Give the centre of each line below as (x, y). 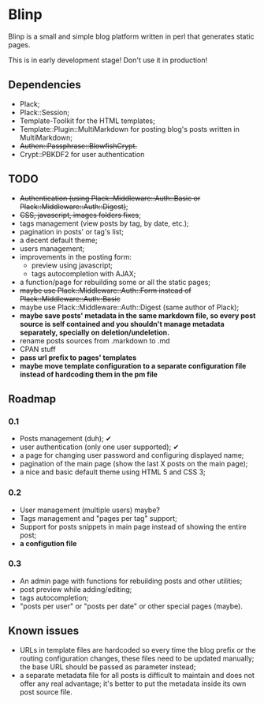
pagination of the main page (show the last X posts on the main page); (134, 464)
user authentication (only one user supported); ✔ (99, 447)
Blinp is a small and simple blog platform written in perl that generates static (131, 36)
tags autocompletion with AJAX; (84, 273)
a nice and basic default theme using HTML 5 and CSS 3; (113, 472)
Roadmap (32, 399)
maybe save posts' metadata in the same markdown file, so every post (138, 315)
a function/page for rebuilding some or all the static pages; (115, 282)
